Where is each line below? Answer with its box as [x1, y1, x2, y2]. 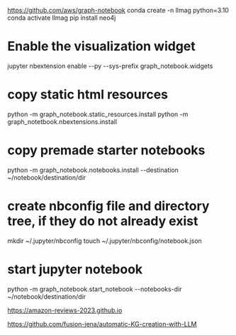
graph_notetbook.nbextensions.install [7, 117, 118, 126]
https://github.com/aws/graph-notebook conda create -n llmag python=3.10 [7, 6, 229, 14]
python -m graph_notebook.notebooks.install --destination [7, 166, 179, 174]
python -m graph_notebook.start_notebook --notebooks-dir [7, 285, 182, 293]
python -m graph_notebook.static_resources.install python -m [7, 110, 189, 118]
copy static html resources [7, 86, 169, 103]
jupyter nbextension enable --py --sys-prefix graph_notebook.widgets [7, 62, 213, 70]
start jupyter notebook [7, 261, 143, 277]
